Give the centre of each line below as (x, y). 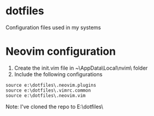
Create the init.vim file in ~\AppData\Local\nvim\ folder (81, 68)
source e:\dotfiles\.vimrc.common (48, 90)
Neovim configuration (61, 51)
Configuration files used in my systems (54, 27)
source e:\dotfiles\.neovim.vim (45, 95)
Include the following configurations (58, 74)
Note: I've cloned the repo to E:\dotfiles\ (54, 106)
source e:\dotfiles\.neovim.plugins (51, 85)
